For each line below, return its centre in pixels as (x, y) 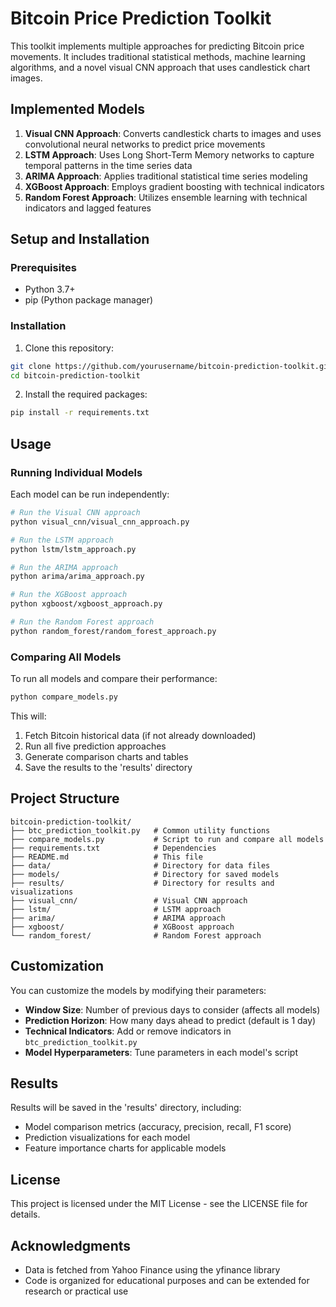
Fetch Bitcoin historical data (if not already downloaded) (140, 735)
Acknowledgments (71, 1245)
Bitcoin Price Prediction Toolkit (141, 18)
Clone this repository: (69, 348)
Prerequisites (43, 268)
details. (25, 1214)
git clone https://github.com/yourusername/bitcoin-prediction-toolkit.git (171, 366)
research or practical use (76, 1291)
